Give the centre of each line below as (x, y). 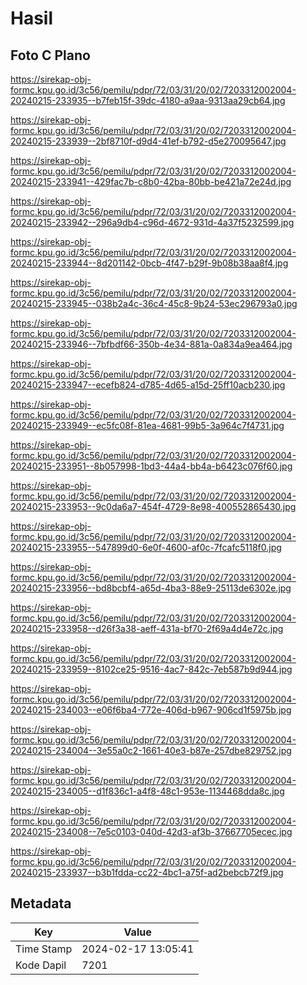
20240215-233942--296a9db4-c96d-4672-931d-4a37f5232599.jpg (152, 222)
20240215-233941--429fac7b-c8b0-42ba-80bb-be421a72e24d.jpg (151, 181)
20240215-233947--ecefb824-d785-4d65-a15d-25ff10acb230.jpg (148, 385)
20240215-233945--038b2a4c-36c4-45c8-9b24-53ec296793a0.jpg (154, 303)
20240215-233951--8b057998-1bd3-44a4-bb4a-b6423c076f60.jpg (151, 466)
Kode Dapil (41, 965)
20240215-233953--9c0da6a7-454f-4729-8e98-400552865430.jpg (153, 506)
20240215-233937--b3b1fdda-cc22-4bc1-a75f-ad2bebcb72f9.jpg (147, 872)
